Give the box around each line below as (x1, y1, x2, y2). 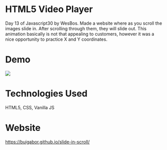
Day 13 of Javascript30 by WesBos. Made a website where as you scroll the (5, 20, 162, 26)
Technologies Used (5, 88, 88, 99)
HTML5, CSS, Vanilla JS (5, 104, 55, 110)
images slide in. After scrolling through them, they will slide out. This (5, 25, 147, 31)
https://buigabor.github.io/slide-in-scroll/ (5, 138, 90, 144)
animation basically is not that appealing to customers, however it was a (5, 31, 154, 37)
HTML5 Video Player (5, 4, 93, 15)
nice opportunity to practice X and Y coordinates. (5, 36, 108, 42)
